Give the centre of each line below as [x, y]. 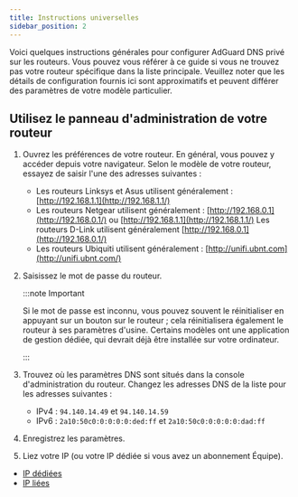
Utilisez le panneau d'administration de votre [139, 118]
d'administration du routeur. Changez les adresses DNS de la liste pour [154, 384]
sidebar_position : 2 [48, 26]
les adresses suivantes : [67, 394]
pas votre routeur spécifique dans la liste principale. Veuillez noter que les [147, 71]
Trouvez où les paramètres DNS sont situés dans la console [134, 375]
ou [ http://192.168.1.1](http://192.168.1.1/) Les [189, 220]
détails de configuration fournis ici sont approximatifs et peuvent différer [144, 80]
